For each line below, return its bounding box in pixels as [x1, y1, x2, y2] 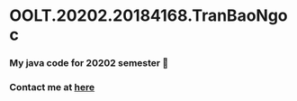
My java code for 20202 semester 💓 [9, 57, 169, 69]
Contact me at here [9, 81, 95, 94]
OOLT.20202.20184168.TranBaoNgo [9, 5, 288, 26]
